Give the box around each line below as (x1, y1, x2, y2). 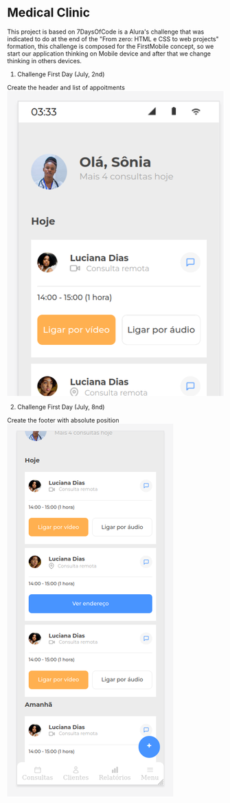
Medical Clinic (7, 5, 91, 21)
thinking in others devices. (7, 56, 82, 65)
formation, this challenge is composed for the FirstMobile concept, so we (7, 42, 214, 50)
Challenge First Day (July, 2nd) (16, 70, 105, 78)
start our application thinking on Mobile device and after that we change (7, 49, 211, 58)
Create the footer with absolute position (7, 416, 119, 424)
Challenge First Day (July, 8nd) (16, 403, 105, 411)
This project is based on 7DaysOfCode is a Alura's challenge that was (7, 27, 205, 36)
